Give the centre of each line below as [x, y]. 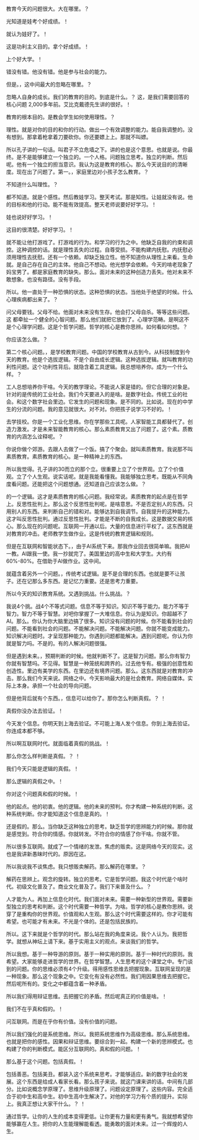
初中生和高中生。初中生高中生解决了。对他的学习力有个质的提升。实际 [102, 1096]
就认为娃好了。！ [27, 34]
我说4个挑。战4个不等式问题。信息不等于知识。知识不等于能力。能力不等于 [98, 606]
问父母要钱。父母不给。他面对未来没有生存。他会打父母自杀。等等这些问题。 [99, 312]
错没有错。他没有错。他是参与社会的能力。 [58, 72]
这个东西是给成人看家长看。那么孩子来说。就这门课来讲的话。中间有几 [102, 1082]
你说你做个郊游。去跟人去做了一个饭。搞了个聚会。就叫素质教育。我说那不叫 [99, 449]
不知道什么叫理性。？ [32, 184]
